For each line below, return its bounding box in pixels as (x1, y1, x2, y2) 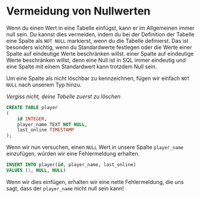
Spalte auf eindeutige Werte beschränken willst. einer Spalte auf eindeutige (6, 50, 194, 57)
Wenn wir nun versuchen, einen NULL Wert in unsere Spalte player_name (6, 144, 184, 151)
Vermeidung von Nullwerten (6, 4, 151, 18)
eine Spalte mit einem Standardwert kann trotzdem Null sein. (6, 62, 158, 70)
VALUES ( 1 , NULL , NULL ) (6, 168, 66, 174)
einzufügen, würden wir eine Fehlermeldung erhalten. (6, 150, 140, 157)
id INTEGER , (17, 116, 47, 122)
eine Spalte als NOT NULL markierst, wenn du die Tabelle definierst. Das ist (6, 37, 189, 44)
